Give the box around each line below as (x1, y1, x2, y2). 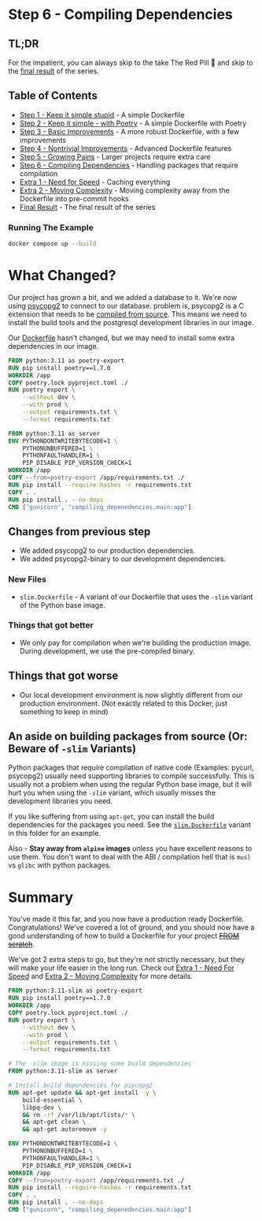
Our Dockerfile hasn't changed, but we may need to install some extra (8, 333, 235, 343)
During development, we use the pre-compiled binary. (19, 646, 195, 656)
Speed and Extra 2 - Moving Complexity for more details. (8, 972, 193, 981)
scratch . (8, 939, 35, 949)
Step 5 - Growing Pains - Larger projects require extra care (19, 152, 211, 161)
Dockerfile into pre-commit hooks (19, 193, 129, 203)
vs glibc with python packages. (8, 860, 112, 870)
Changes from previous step (8, 525, 151, 538)
